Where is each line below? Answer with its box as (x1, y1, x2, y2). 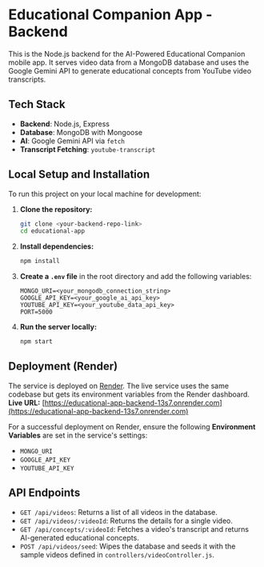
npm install (19, 258, 60, 266)
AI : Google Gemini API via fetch (19, 136, 126, 146)
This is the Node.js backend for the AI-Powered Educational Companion (8, 49, 246, 58)
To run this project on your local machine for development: (8, 189, 202, 198)
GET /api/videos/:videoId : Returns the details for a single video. (19, 516, 234, 525)
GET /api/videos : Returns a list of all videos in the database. (19, 507, 218, 517)
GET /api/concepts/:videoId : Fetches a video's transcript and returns (19, 524, 250, 533)
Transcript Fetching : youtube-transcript (19, 144, 156, 154)
